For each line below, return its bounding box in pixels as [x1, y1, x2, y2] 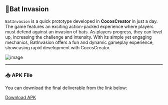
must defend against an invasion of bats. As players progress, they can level [5, 28, 162, 35]
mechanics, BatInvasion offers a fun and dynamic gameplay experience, [5, 39, 154, 45]
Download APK [5, 95, 36, 101]
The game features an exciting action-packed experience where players [5, 23, 154, 29]
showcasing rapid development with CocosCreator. [5, 44, 111, 50]
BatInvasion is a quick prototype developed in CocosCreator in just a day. [5, 18, 158, 24]
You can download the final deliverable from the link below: [5, 85, 127, 91]
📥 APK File [5, 72, 33, 79]
